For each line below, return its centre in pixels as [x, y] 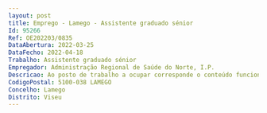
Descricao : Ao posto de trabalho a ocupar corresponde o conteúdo [120, 75]
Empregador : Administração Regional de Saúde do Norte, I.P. [112, 68]
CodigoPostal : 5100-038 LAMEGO [60, 82]
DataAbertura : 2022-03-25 [51, 45]
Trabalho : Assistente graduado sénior [72, 60]
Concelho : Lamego [37, 90]
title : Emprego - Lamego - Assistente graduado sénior [101, 23]
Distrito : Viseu [35, 97]
